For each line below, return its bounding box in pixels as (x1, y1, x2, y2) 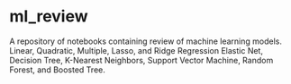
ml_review (9, 6, 88, 27)
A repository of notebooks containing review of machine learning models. (9, 36, 282, 46)
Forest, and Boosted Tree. (9, 64, 105, 75)
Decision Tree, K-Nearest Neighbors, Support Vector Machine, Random (9, 55, 274, 65)
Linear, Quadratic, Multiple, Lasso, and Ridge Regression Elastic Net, (9, 45, 264, 55)
